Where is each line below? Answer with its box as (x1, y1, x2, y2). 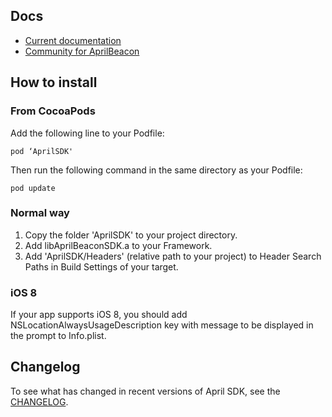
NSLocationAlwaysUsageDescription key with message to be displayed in (10, 319, 314, 331)
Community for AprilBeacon (24, 45, 140, 57)
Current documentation (24, 34, 122, 46)
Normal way (10, 206, 70, 220)
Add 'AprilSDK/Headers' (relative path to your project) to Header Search (24, 250, 322, 262)
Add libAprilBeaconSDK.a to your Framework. (24, 239, 213, 251)
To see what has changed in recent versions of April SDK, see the (10, 385, 281, 397)
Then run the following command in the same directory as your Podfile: (10, 164, 303, 176)
